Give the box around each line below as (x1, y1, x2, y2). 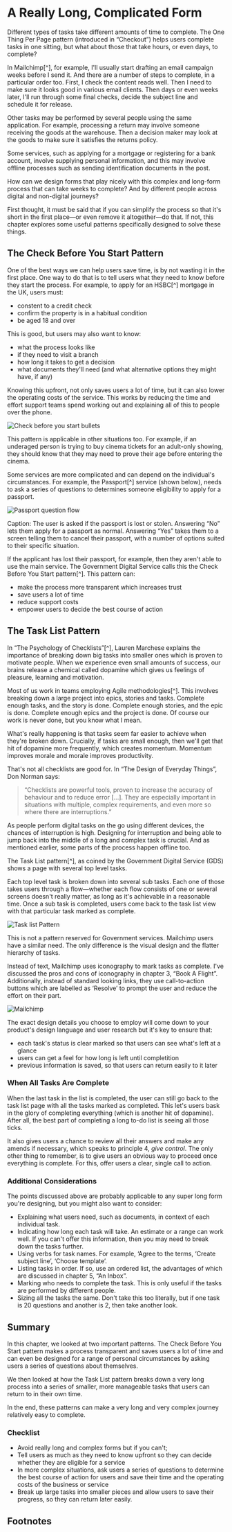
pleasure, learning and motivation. (7, 673, 105, 681)
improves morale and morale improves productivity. (7, 751, 154, 759)
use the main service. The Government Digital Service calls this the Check (7, 562, 218, 570)
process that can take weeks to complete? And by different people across (7, 184, 217, 193)
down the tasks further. (17, 1242, 84, 1251)
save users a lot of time (17, 590, 84, 599)
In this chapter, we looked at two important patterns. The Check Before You (7, 1339, 222, 1348)
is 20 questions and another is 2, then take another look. (17, 1301, 178, 1310)
